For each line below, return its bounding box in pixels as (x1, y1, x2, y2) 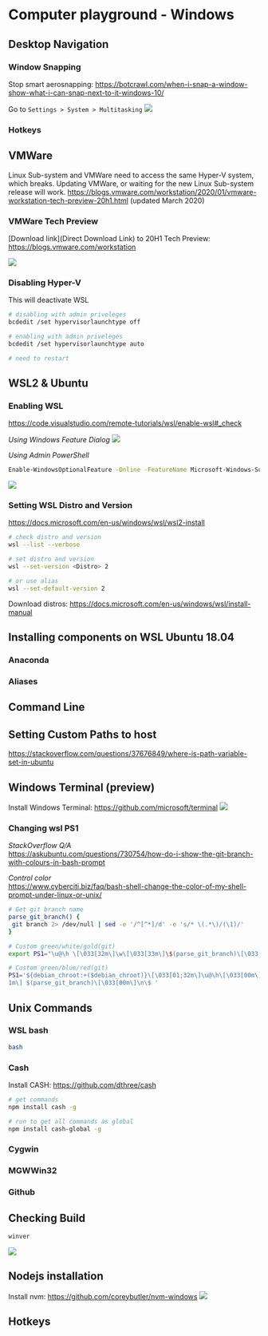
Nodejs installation (8, 1270, 104, 1283)
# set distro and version (8, 555, 94, 564)
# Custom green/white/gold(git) (8, 942, 116, 950)
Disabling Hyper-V (8, 277, 81, 288)
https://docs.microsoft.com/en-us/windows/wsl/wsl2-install (8, 517, 205, 528)
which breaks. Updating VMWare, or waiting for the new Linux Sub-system (8, 178, 254, 188)
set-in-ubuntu (8, 757, 54, 767)
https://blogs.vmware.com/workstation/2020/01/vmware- (67, 187, 257, 196)
